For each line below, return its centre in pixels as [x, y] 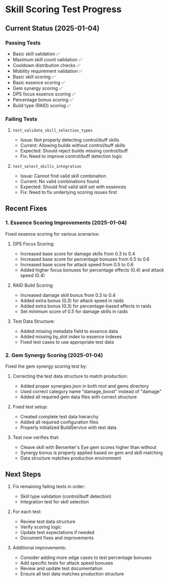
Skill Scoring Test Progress [64, 9]
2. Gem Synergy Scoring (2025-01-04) [54, 355]
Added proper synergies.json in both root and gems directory [84, 386]
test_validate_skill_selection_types [53, 131]
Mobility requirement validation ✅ [48, 71]
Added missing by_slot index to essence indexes [71, 336]
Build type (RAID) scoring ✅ [42, 105]
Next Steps [23, 474]
